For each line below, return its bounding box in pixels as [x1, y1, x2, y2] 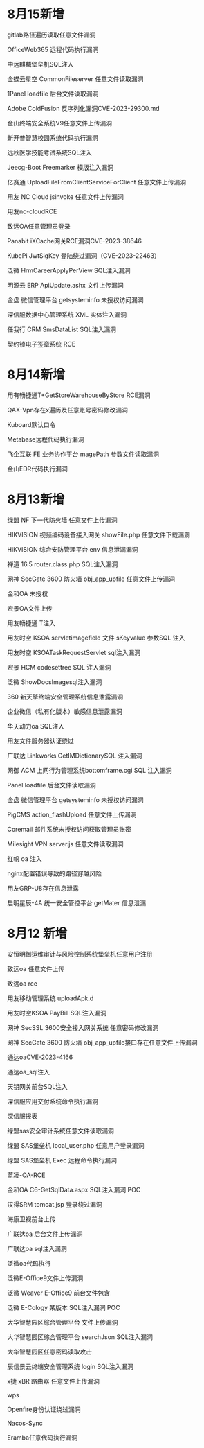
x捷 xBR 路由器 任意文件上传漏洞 [7, 1377, 100, 1385]
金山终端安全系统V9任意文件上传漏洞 [7, 119, 113, 127]
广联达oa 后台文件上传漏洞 [7, 1230, 83, 1238]
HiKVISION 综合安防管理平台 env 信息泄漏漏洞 [7, 545, 138, 553]
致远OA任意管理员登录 [7, 222, 71, 230]
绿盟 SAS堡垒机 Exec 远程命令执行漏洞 [7, 1155, 118, 1164]
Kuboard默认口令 [7, 420, 56, 428]
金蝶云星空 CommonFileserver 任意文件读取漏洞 [7, 74, 144, 83]
